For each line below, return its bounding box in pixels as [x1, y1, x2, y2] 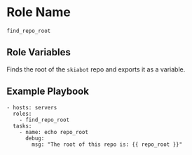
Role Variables [6, 46, 71, 58]
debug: [25, 135, 45, 142]
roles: [13, 110, 32, 117]
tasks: [13, 122, 32, 130]
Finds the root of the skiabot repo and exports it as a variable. [6, 65, 186, 74]
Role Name [6, 4, 71, 20]
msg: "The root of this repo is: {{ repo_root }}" [32, 141, 183, 148]
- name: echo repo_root [19, 128, 89, 135]
